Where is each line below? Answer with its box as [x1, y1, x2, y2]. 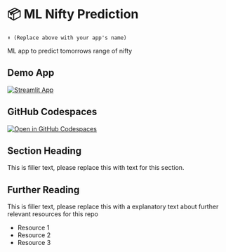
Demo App [7, 67, 55, 79]
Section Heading [7, 145, 82, 157]
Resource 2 [17, 231, 51, 239]
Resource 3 [17, 239, 51, 247]
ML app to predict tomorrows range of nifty [7, 46, 133, 55]
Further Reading [7, 184, 80, 196]
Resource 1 [17, 223, 50, 232]
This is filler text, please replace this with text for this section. [7, 164, 185, 172]
